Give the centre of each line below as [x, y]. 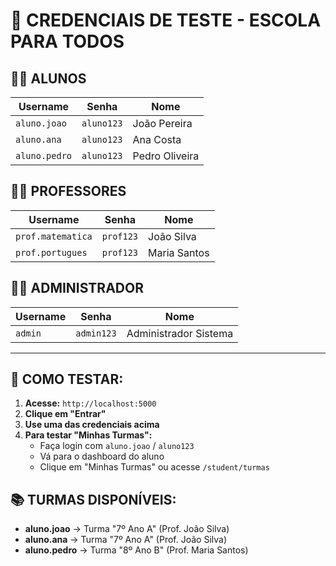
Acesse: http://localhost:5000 [90, 403]
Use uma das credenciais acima [92, 425]
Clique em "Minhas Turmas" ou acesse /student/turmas [154, 467]
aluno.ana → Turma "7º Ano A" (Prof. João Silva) [126, 540]
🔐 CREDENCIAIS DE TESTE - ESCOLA [166, 20]
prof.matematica [54, 236]
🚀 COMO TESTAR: [67, 379]
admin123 [96, 333]
